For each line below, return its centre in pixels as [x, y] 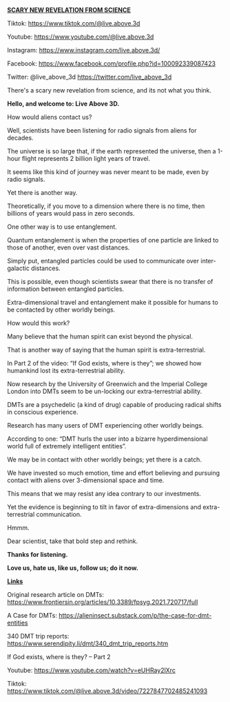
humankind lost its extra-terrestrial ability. [66, 370]
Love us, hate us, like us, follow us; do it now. [73, 568]
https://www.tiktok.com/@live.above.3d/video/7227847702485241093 [107, 691]
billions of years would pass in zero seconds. [71, 213]
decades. [20, 138]
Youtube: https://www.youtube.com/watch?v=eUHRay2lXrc [91, 670]
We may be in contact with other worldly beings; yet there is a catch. [104, 459]
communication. [59, 514]
